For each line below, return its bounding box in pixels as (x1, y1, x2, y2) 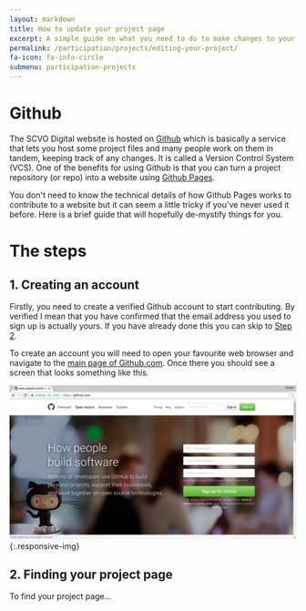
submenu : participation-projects (9, 63, 137, 72)
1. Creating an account (9, 277, 139, 292)
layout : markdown (9, 15, 76, 24)
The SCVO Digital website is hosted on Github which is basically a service (9, 133, 287, 144)
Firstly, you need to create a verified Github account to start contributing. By (9, 300, 296, 311)
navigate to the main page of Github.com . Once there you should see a (9, 357, 275, 368)
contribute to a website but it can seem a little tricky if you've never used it (9, 199, 290, 209)
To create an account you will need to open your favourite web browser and (9, 347, 294, 359)
